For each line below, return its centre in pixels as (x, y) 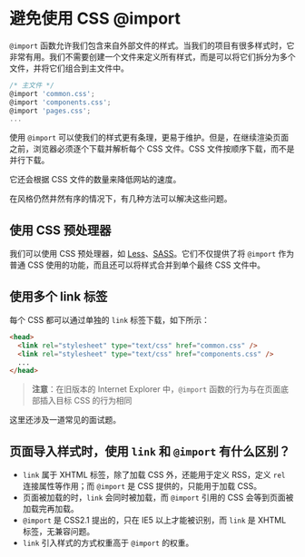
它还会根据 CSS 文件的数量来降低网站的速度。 (95, 180)
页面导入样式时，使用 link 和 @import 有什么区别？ (150, 451)
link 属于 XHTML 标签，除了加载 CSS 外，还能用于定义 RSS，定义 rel (154, 475)
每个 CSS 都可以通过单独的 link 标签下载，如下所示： (110, 319)
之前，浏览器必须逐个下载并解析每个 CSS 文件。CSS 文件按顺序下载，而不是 (152, 149)
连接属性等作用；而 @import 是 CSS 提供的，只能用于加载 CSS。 (142, 486)
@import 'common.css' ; (52, 93)
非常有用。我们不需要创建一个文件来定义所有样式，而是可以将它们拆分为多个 (152, 56)
